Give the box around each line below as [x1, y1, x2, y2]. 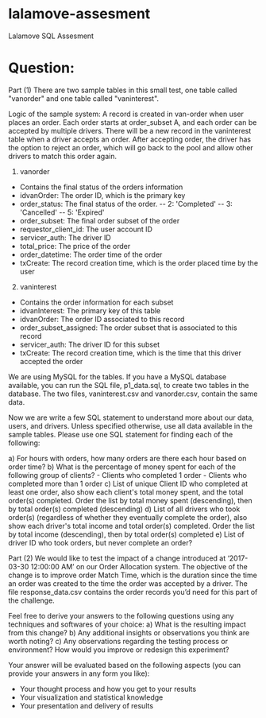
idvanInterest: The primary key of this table [19, 305, 161, 315]
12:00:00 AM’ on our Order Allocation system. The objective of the [30, 561, 248, 571]
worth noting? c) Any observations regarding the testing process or [8, 636, 229, 646]
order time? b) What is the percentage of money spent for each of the [8, 462, 237, 472]
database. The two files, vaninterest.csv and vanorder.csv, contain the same [8, 389, 258, 398]
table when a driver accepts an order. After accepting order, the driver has [8, 134, 252, 144]
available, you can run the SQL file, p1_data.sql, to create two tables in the [8, 380, 249, 390]
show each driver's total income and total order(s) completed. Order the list [8, 521, 256, 530]
